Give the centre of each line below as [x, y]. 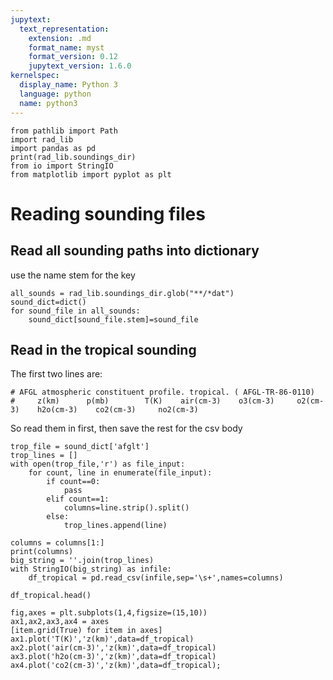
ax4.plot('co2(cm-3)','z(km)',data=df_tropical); [116, 666]
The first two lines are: [56, 374]
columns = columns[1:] [57, 543]
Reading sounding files [108, 213]
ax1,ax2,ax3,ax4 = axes [60, 622]
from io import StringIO [62, 166]
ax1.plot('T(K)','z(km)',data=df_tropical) [102, 639]
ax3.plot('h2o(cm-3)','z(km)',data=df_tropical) [113, 657]
